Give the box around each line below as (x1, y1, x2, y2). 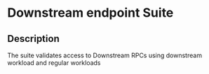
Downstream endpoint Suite (7, 5, 174, 21)
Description (7, 33, 60, 45)
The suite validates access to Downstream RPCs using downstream (7, 51, 202, 59)
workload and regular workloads (7, 59, 101, 67)
